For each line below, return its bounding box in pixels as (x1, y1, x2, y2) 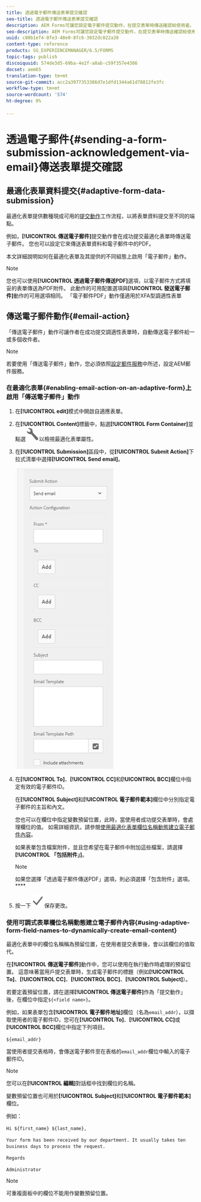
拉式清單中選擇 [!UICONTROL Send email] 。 (14, 455, 124, 462)
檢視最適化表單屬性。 (44, 435, 97, 442)
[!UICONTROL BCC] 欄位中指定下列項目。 (6, 1024, 108, 1031)
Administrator (6, 1167, 42, 1173)
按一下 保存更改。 (14, 902, 71, 909)
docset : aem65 (6, 66, 42, 72)
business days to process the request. (6, 1143, 106, 1150)
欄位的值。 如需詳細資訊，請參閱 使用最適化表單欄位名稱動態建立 (20, 823, 179, 830)
